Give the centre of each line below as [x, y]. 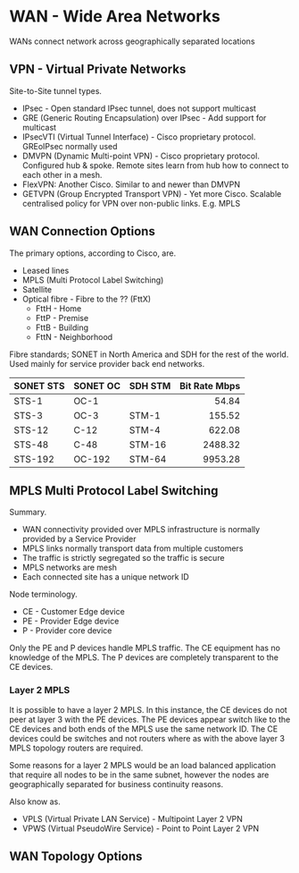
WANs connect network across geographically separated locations [133, 41]
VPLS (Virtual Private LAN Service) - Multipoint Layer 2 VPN [133, 818]
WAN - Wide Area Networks [115, 17]
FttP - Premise [62, 318]
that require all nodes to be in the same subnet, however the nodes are [139, 775]
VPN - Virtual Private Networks [98, 69]
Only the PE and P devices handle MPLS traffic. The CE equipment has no [145, 648]
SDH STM [150, 386]
